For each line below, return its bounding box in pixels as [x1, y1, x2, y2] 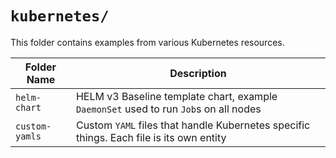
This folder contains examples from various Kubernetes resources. [10, 36, 285, 48]
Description [169, 66, 227, 80]
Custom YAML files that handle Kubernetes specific [75, 118, 311, 132]
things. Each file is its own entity [75, 130, 227, 144]
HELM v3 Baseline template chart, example [75, 89, 278, 103]
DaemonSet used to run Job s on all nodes [75, 102, 262, 116]
